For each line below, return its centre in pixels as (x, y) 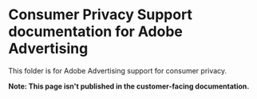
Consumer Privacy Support (101, 15)
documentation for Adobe (96, 32)
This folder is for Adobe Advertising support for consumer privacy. (118, 70)
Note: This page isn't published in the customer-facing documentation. (129, 86)
